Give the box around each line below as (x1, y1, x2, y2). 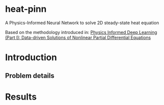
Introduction (5, 52, 57, 63)
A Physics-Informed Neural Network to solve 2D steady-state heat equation (5, 20, 159, 26)
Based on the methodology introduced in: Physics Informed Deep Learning (5, 29, 157, 35)
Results (5, 91, 37, 102)
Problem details (5, 71, 54, 80)
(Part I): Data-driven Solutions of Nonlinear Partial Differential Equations (5, 35, 151, 40)
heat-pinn (5, 3, 47, 15)
